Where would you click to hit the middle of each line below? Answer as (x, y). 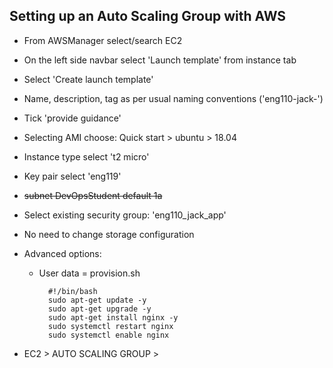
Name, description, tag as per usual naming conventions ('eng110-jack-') (173, 98)
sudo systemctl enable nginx (108, 335)
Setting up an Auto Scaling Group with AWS (148, 16)
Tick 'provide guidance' (72, 118)
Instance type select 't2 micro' (86, 156)
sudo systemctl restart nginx (110, 326)
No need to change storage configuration (109, 234)
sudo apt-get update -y (97, 300)
